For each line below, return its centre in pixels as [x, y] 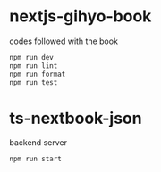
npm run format [38, 74]
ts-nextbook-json [76, 118]
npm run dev [31, 57]
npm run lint [34, 66]
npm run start [36, 159]
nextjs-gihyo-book [80, 16]
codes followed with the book [64, 41]
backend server [38, 143]
